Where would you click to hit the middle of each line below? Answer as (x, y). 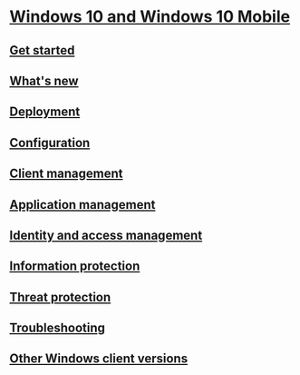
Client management (67, 174)
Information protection (75, 266)
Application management (82, 205)
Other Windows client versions (99, 359)
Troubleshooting (58, 328)
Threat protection (60, 297)
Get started (42, 50)
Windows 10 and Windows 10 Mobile (150, 17)
